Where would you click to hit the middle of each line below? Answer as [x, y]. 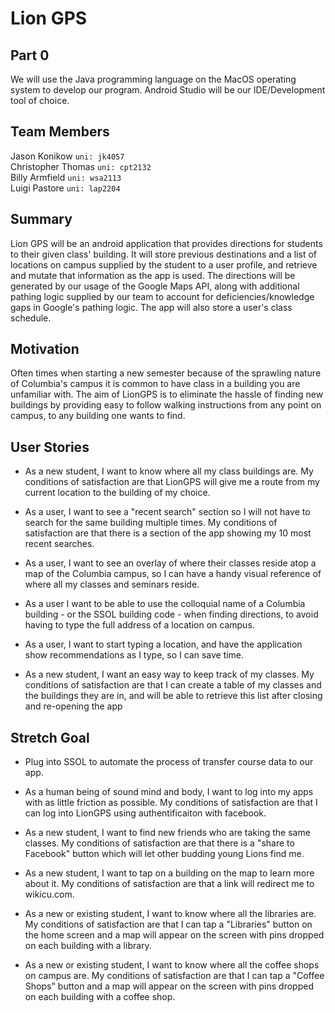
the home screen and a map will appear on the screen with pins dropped [174, 935]
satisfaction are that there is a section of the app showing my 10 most [168, 533]
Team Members [60, 132]
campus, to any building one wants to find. [98, 416]
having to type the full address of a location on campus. [139, 625]
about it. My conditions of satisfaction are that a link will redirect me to [169, 884]
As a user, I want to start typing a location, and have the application [163, 644]
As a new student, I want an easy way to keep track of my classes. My [169, 674]
